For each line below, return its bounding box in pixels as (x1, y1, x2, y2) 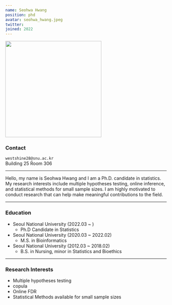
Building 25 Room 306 (5, 160, 52, 167)
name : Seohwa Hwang (5, 7, 47, 13)
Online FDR (12, 289, 37, 295)
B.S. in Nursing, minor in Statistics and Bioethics (20, 248, 122, 254)
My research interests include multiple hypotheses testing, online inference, (5, 181, 165, 187)
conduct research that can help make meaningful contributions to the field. (5, 192, 163, 198)
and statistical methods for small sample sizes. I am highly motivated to (5, 186, 156, 193)
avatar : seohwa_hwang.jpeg (5, 17, 63, 22)
